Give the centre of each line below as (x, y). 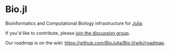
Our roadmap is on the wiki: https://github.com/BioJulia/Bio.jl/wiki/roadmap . (85, 43)
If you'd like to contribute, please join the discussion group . (68, 33)
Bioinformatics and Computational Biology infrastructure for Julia (74, 23)
